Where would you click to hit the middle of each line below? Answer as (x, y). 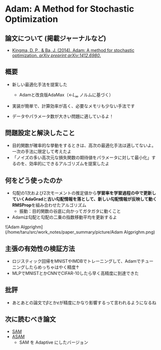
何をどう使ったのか (34, 180)
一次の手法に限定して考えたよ (42, 152)
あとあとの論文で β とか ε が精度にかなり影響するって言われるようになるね (84, 302)
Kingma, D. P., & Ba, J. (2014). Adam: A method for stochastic (73, 50)
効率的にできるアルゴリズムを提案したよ (69, 164)
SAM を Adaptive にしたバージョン (54, 342)
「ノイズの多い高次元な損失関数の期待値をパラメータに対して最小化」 (82, 158)
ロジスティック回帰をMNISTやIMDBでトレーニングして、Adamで (76, 261)
